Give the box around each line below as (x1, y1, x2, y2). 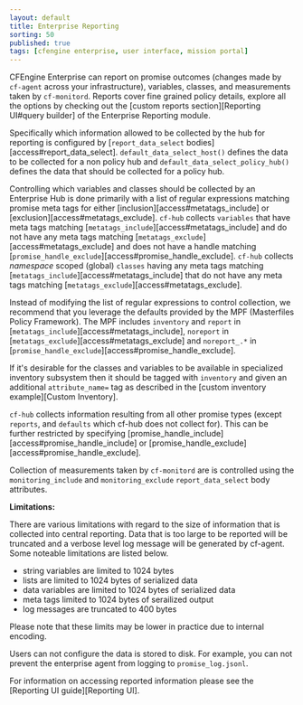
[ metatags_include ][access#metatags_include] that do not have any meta (9, 270, 283, 281)
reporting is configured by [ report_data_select (9, 137, 185, 148)
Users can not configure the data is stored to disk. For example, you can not (9, 648, 293, 660)
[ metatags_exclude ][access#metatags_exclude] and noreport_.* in (9, 335, 257, 346)
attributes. (9, 484, 48, 495)
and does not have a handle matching (116, 241, 257, 252)
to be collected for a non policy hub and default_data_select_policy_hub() (9, 156, 290, 167)
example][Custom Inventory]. (9, 391, 118, 402)
